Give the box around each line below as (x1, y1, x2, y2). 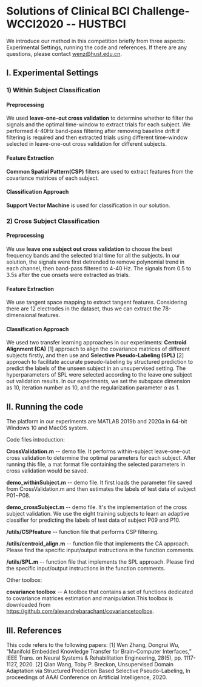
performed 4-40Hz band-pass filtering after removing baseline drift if (6, 128, 180, 135)
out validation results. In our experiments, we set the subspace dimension (6, 378, 191, 385)
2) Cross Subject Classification (6, 217, 100, 225)
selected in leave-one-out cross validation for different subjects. (6, 140, 167, 148)
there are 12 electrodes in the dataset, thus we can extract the (6, 305, 161, 312)
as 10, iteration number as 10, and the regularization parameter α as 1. (6, 384, 180, 391)
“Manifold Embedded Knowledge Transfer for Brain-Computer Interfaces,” (6, 648, 192, 655)
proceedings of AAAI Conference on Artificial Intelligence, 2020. (6, 674, 167, 681)
